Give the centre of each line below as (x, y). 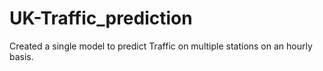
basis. (21, 56)
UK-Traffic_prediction (101, 18)
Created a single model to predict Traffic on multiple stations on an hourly (161, 46)
